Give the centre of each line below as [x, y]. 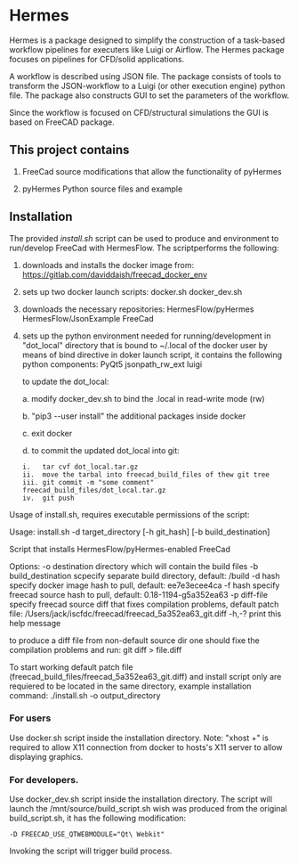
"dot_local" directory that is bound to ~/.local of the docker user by [145, 345]
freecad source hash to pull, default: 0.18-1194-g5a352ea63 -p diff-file [139, 594]
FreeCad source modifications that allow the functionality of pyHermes [152, 171]
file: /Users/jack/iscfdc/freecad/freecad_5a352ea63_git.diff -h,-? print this [145, 613]
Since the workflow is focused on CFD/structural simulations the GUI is [139, 112]
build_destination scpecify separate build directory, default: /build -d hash [145, 575]
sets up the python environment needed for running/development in [146, 336]
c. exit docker [47, 433]
